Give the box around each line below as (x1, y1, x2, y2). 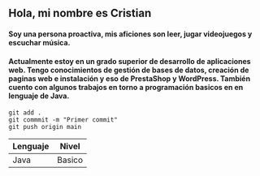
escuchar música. (8, 37, 71, 47)
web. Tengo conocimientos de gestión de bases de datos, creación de (8, 65, 249, 75)
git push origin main (8, 123, 82, 131)
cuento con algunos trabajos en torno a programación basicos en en (8, 82, 244, 92)
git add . (8, 109, 42, 117)
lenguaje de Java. (8, 91, 70, 101)
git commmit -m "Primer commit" (8, 116, 118, 124)
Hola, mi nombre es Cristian (8, 6, 152, 20)
